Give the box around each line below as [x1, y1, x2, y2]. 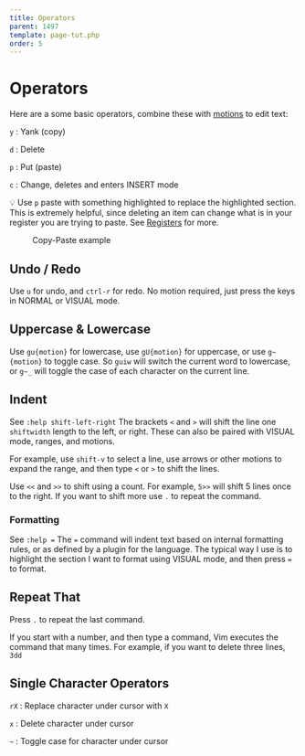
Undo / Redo [9, 261, 81, 277]
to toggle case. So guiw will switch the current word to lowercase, [44, 356, 290, 367]
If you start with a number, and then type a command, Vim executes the [9, 632, 279, 643]
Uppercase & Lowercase [9, 322, 152, 337]
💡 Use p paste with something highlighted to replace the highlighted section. [9, 197, 297, 208]
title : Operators [9, 13, 76, 23]
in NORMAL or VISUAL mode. [9, 295, 121, 306]
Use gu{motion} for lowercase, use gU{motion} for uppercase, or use [9, 346, 267, 357]
